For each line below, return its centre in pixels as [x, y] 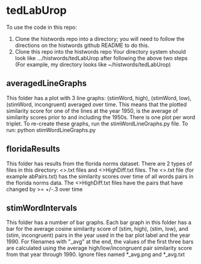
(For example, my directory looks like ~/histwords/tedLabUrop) [93, 64]
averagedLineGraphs [47, 83]
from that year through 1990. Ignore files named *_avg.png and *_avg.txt [96, 254]
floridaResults [33, 149]
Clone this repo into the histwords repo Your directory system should [100, 51]
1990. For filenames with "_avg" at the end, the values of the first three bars [100, 242]
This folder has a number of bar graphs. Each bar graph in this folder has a [99, 222]
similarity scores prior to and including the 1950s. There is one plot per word [101, 117]
